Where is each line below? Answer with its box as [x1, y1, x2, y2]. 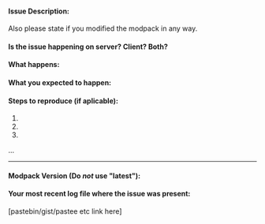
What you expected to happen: [8, 77, 112, 87]
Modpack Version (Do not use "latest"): [8, 170, 141, 181]
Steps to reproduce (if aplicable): [8, 95, 119, 106]
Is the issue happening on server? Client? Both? [8, 42, 168, 51]
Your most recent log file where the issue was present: [8, 189, 191, 199]
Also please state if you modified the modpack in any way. [8, 24, 198, 33]
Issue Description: [8, 6, 69, 16]
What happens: [8, 60, 60, 69]
